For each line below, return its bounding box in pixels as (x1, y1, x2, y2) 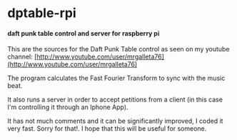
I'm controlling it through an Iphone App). (7, 103, 128, 111)
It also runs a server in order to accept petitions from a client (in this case (7, 95, 223, 104)
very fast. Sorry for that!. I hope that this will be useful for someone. (7, 124, 207, 133)
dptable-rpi (7, 5, 76, 21)
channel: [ (7, 52, 37, 61)
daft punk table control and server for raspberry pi (7, 29, 160, 37)
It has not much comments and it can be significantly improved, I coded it (7, 116, 223, 126)
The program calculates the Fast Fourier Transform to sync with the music (7, 74, 226, 83)
